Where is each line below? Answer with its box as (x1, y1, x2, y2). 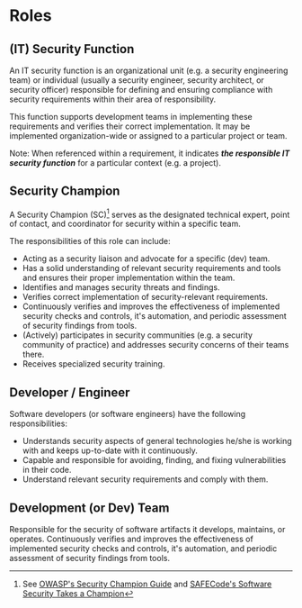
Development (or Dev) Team (9, 500, 170, 515)
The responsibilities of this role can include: (9, 236, 171, 247)
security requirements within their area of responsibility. (9, 94, 217, 104)
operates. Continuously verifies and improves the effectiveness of (9, 533, 253, 545)
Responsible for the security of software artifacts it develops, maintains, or (9, 524, 286, 535)
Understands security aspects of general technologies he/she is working (22, 436, 292, 447)
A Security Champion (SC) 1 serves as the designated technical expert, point (9, 207, 290, 220)
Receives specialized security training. (22, 358, 165, 369)
